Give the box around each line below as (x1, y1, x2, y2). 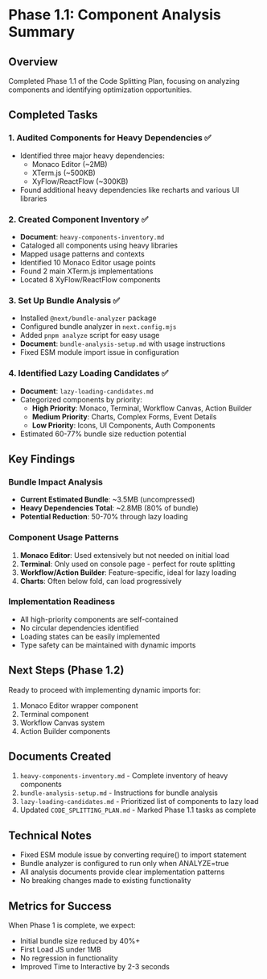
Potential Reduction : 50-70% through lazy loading (19, 512, 189, 522)
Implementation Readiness (8, 596, 115, 607)
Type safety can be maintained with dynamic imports (19, 639, 196, 650)
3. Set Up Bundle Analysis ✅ (8, 294, 121, 306)
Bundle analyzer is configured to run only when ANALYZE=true (19, 859, 229, 869)
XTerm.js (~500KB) (31, 168, 97, 177)
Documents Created (8, 750, 112, 764)
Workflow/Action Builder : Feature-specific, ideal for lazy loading (19, 567, 236, 577)
